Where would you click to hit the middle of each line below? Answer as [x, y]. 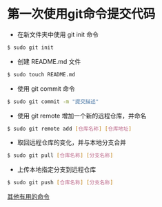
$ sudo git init [30, 47]
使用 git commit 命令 [46, 88]
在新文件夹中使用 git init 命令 [58, 34]
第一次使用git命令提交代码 [81, 14]
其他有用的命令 [28, 197]
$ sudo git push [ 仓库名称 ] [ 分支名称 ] [60, 183]
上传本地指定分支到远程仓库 [57, 170]
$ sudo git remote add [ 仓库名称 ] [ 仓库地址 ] [70, 129]
